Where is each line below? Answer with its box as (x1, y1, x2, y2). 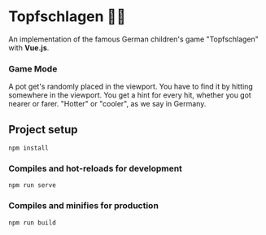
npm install (8, 144, 49, 153)
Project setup (8, 122, 79, 137)
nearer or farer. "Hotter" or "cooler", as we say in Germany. (8, 99, 207, 109)
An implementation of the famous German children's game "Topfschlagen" (8, 34, 259, 44)
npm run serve (8, 181, 57, 189)
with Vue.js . (8, 42, 50, 52)
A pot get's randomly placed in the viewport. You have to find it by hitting (8, 81, 254, 92)
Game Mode (8, 63, 58, 74)
